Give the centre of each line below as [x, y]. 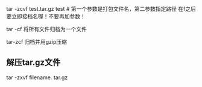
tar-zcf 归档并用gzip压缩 [37, 42]
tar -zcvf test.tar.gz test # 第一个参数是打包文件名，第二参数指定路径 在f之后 [101, 9]
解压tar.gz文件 [33, 63]
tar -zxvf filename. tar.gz [37, 77]
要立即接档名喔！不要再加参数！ [46, 16]
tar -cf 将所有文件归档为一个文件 [47, 29]
